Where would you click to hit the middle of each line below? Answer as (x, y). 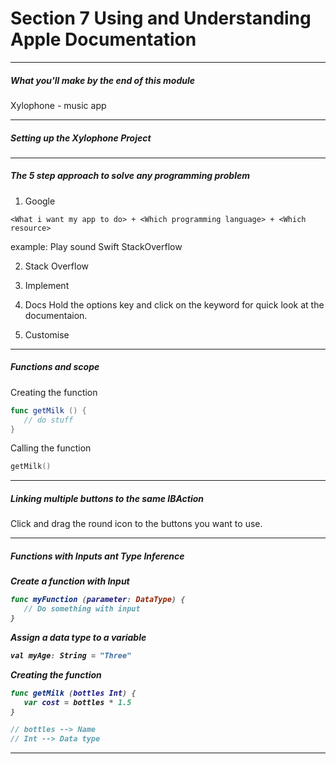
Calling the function (51, 448)
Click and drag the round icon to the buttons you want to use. (136, 524)
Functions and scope (55, 367)
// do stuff (48, 420)
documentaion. (56, 315)
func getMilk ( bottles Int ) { (73, 693)
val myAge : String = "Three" (71, 655)
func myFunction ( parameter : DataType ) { (98, 600)
